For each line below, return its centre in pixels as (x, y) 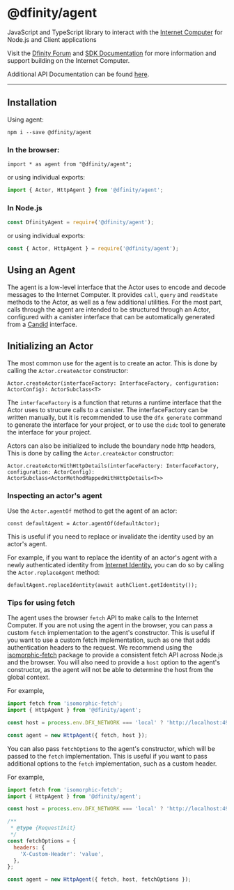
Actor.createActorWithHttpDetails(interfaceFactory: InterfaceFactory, (113, 466)
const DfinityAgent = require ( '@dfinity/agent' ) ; (81, 222)
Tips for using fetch (41, 602)
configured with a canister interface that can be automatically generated (111, 316)
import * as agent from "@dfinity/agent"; (70, 165)
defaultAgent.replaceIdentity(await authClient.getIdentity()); (102, 585)
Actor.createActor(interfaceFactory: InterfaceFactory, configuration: (113, 383)
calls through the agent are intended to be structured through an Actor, (109, 309)
